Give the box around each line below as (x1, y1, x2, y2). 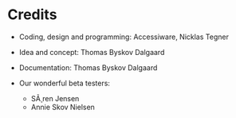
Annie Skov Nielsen (30, 102, 95, 112)
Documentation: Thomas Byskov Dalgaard (18, 62, 158, 73)
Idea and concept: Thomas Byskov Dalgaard (18, 47, 165, 57)
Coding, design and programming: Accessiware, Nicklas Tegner (18, 32, 229, 41)
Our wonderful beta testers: (18, 78, 111, 88)
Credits (7, 6, 57, 24)
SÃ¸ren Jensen (30, 93, 80, 103)
